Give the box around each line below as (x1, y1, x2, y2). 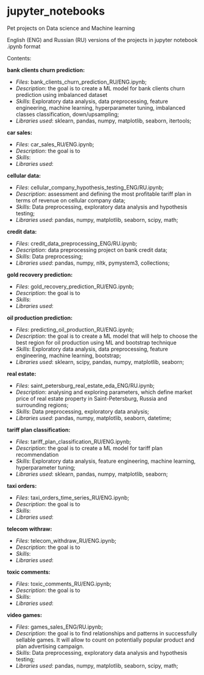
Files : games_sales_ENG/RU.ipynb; (15, 623, 104, 630)
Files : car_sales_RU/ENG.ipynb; (15, 140, 94, 148)
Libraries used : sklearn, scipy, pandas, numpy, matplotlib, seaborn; (15, 358, 185, 365)
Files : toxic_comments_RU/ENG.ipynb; (15, 580, 111, 587)
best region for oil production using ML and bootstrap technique (15, 338, 177, 346)
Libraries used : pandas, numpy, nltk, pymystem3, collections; (15, 259, 170, 266)
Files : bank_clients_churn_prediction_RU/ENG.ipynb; (15, 78, 147, 85)
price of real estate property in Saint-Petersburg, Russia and (15, 395, 167, 402)
